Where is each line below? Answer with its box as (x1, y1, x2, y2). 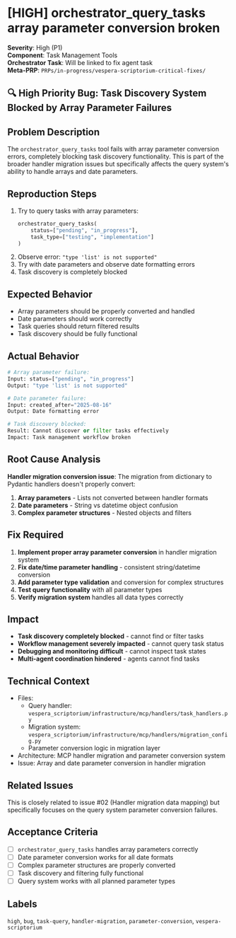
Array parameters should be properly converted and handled (17, 307, 195, 315)
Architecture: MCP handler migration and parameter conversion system (17, 751, 226, 760)
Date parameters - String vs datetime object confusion (17, 501, 179, 509)
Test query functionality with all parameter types (17, 585, 163, 594)
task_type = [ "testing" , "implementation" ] (30, 233, 154, 241)
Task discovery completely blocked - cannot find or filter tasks (17, 632, 204, 641)
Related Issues (7, 780, 73, 792)
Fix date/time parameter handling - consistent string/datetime (17, 562, 201, 571)
